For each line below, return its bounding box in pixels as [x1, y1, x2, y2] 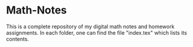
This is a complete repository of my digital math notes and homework [6, 23, 175, 30]
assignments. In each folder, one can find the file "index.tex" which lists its [6, 29, 187, 36]
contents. [6, 35, 30, 42]
